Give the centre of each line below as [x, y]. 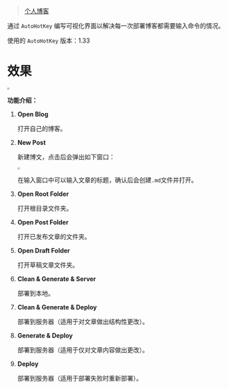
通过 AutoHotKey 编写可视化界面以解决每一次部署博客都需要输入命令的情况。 [116, 26]
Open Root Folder [43, 194]
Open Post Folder [43, 222]
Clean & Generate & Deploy [57, 307]
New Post [32, 142]
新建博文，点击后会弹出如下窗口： [66, 157]
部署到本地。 [35, 293]
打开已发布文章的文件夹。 [54, 236]
